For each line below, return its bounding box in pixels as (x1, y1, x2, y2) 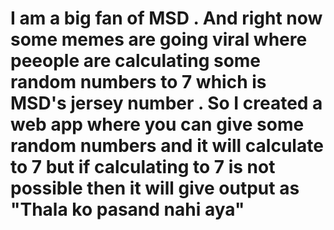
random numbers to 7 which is (10, 71, 267, 94)
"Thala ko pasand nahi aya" (10, 198, 245, 221)
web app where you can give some (10, 113, 305, 136)
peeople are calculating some (10, 50, 262, 72)
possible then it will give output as (10, 177, 300, 200)
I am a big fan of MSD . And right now (10, 7, 323, 30)
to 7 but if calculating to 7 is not (10, 156, 276, 179)
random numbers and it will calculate (10, 135, 324, 157)
